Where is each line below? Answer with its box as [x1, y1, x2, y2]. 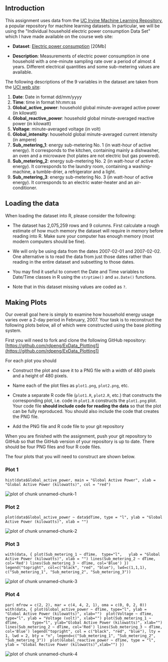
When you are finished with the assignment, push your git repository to [5, 433, 152, 439]
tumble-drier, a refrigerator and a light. [36, 169, 116, 175]
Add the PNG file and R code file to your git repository [12, 424, 124, 430]
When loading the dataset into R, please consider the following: [5, 212, 136, 218]
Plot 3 [5, 540, 20, 547]
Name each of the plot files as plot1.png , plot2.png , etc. [12, 382, 129, 389]
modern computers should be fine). [12, 238, 86, 244]
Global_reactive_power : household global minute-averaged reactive [12, 115, 154, 121]
